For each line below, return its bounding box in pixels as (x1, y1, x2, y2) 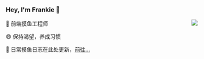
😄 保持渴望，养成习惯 (5, 33, 62, 40)
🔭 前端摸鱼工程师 (5, 20, 49, 27)
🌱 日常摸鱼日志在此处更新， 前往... (5, 46, 91, 54)
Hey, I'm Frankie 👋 (5, 5, 60, 14)
